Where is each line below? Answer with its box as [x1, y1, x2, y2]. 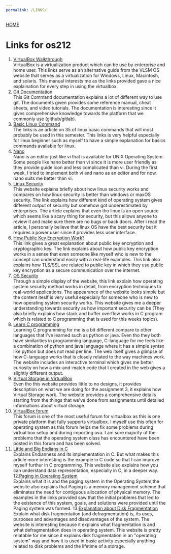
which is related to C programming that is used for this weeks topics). [13, 316, 159, 322]
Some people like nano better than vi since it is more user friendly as [13, 159, 157, 165]
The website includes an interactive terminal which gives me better [13, 359, 154, 365]
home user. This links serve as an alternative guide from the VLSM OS [13, 67, 159, 73]
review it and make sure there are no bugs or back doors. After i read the [13, 218, 165, 225]
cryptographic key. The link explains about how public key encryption [13, 245, 159, 252]
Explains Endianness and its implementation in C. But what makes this [13, 451, 159, 457]
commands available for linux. [13, 143, 76, 149]
